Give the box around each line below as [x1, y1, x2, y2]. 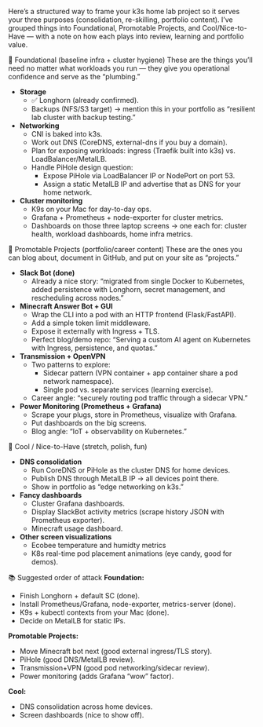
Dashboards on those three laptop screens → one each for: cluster [31, 221, 247, 230]
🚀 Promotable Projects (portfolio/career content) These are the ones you [8, 245, 243, 254]
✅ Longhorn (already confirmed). [31, 96, 139, 104]
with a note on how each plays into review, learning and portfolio [35, 31, 245, 41]
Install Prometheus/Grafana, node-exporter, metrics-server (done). [19, 600, 236, 608]
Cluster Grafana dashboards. [31, 499, 126, 508]
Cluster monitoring [19, 196, 83, 205]
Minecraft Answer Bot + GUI [19, 301, 113, 311]
